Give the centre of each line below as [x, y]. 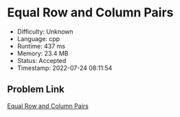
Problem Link [36, 89]
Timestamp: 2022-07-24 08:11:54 [65, 68]
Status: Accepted [42, 60]
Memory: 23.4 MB [43, 53]
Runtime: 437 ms [41, 46]
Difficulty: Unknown [45, 31]
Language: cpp [38, 38]
